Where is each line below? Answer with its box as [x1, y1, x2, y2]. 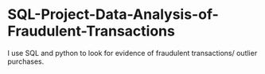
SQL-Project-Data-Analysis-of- [7, 6, 220, 24]
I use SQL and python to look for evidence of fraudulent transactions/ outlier [7, 48, 258, 57]
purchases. [7, 57, 45, 66]
